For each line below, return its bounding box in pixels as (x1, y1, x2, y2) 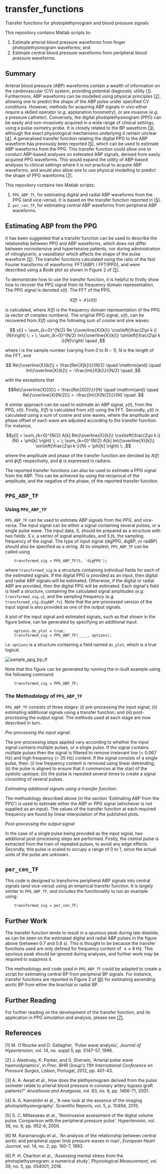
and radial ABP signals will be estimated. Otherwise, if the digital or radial (5, 578, 155, 584)
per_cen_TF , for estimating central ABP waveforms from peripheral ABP (12, 202, 158, 208)
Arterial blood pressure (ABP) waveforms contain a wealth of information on (5, 82, 160, 88)
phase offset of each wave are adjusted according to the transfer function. (5, 417, 158, 423)
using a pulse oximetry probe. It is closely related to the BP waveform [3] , (5, 125, 155, 131)
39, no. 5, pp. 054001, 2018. (5, 1163, 62, 1169)
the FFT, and (5, 352, 31, 358)
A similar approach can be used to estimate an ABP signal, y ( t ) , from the (5, 401, 153, 407)
